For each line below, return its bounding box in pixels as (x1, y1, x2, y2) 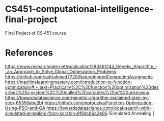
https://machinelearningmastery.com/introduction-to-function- (5, 79, 133, 85)
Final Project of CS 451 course (5, 30, 66, 36)
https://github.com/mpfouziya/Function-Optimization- (44, 99, 154, 106)
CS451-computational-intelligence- (5, 3, 154, 15)
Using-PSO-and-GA (5, 105, 46, 111)
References (5, 48, 53, 58)
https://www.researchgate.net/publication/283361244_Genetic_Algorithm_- (5, 63, 158, 69)
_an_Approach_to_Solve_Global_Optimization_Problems (5, 69, 116, 74)
